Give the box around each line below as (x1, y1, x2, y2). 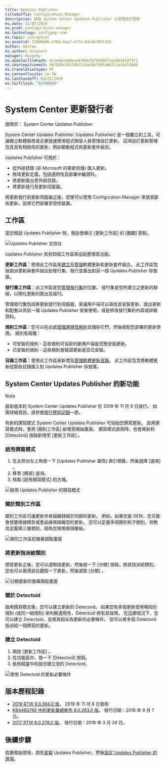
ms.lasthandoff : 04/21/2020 (5, 76, 63, 81)
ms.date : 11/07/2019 (5, 21, 48, 26)
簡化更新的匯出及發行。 (18, 290, 66, 297)
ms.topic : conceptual (5, 35, 50, 40)
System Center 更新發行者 (5, 103, 114, 115)
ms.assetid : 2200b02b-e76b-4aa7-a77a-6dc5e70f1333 (5, 40, 112, 45)
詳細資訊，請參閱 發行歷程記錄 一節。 (9, 409, 83, 416)
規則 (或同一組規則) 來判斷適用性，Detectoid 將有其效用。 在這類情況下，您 (5, 610, 159, 616)
